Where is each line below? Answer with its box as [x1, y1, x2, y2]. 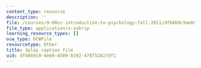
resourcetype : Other [6, 42, 58, 48]
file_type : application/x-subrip [6, 25, 90, 31]
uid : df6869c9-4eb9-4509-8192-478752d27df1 [6, 53, 117, 59]
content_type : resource [6, 8, 66, 15]
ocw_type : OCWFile [6, 36, 52, 42]
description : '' [6, 14, 47, 20]
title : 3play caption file [6, 47, 74, 53]
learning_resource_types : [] [6, 31, 79, 37]
